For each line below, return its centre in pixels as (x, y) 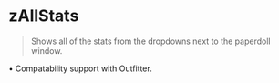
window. (46, 50)
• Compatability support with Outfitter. (80, 68)
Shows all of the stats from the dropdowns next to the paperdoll (150, 41)
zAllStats (44, 16)
